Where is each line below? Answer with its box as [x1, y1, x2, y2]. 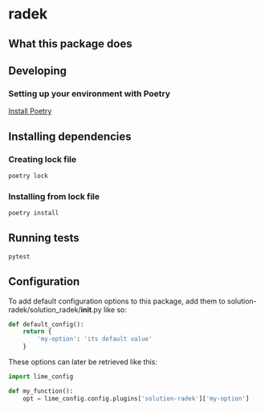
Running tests [8, 231, 80, 245]
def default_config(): [8, 320, 84, 328]
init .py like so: [80, 304, 127, 314]
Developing [8, 63, 67, 77]
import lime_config [8, 372, 74, 380]
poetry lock [8, 172, 48, 180]
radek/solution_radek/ [8, 304, 82, 314]
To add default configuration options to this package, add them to [8, 296, 226, 306]
